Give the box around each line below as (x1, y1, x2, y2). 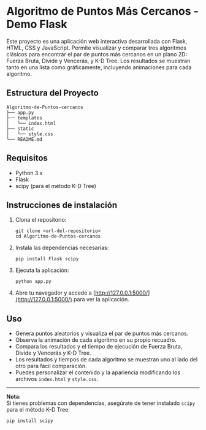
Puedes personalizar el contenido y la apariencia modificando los (15, 369, 181, 376)
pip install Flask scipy (15, 256, 79, 262)
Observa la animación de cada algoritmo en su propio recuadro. (15, 336, 177, 344)
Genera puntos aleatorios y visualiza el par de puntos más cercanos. (15, 330, 189, 338)
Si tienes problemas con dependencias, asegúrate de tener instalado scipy (6, 399, 196, 407)
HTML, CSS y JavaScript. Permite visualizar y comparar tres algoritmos (6, 44, 187, 51)
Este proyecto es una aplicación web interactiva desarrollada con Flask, (6, 37, 188, 45)
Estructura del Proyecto (6, 88, 99, 99)
